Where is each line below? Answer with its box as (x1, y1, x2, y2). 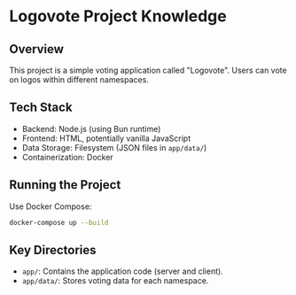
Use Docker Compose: (9, 201, 92, 212)
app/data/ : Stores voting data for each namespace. (21, 276, 209, 286)
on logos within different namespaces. (9, 74, 149, 85)
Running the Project (9, 177, 121, 192)
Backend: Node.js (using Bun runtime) (21, 123, 161, 134)
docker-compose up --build (9, 218, 109, 227)
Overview (9, 42, 65, 57)
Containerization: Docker (21, 151, 113, 162)
